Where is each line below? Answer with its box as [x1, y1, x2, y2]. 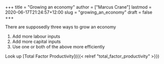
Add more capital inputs [12, 39, 61, 44]
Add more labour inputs [12, 34, 61, 39]
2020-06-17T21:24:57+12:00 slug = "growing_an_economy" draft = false [5, 9, 153, 15]
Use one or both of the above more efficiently [12, 44, 105, 49]
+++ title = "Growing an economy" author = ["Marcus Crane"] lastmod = [5, 4, 152, 10]
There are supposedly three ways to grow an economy [5, 24, 116, 30]
